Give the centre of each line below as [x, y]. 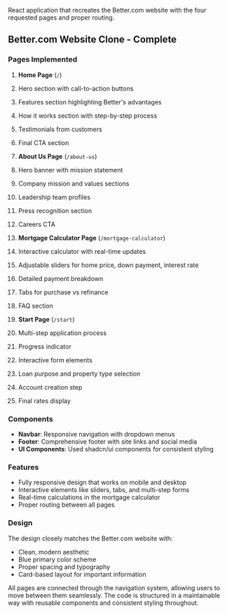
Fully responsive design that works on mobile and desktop [102, 482]
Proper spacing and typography [64, 566]
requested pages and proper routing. [61, 18]
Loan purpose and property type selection [79, 374]
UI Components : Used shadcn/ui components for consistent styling [116, 449]
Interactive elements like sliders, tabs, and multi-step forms [104, 490]
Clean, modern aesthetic [54, 552]
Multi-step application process [62, 333]
